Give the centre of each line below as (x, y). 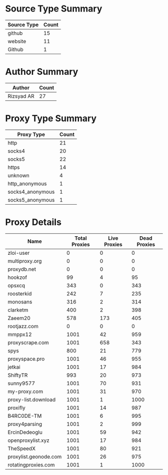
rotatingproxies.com (31, 464)
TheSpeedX (22, 448)
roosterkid (20, 293)
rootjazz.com (23, 326)
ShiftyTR (18, 375)
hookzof (17, 277)
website (17, 41)
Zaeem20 (19, 318)
